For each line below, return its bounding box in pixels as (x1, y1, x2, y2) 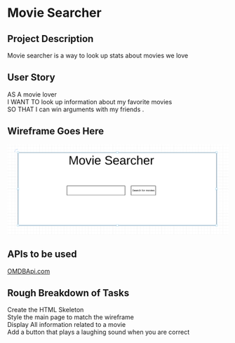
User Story (7, 71, 55, 83)
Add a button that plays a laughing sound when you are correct (7, 328, 190, 337)
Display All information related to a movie (7, 321, 126, 329)
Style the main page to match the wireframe (7, 313, 135, 321)
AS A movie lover (7, 90, 58, 99)
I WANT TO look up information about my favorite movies (7, 97, 173, 106)
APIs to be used (7, 248, 77, 260)
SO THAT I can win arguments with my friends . (7, 105, 145, 113)
